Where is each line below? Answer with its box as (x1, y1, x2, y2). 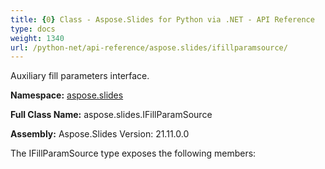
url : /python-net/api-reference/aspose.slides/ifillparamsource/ (10, 42, 288, 53)
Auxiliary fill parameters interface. (10, 70, 150, 82)
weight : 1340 (10, 33, 65, 43)
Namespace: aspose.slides (10, 89, 124, 101)
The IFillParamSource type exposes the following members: (10, 147, 257, 160)
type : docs (10, 24, 56, 34)
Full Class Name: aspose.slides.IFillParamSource (10, 109, 213, 121)
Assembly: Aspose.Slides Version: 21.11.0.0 (10, 128, 190, 140)
